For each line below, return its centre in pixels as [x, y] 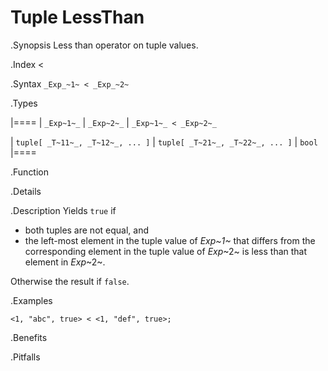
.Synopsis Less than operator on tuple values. [104, 45]
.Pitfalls [25, 357]
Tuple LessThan [77, 17]
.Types [24, 103]
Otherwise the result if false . [70, 281]
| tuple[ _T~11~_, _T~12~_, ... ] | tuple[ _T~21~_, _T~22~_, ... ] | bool [164, 142]
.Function [30, 172]
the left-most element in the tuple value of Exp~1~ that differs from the [170, 240]
